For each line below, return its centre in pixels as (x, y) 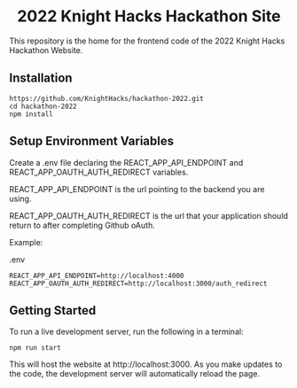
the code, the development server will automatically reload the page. (134, 374)
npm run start (35, 348)
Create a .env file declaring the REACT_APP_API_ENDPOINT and (126, 162)
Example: (26, 242)
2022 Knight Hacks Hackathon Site (149, 16)
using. (20, 198)
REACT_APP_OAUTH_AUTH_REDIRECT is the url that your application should (148, 215)
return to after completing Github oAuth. (82, 225)
